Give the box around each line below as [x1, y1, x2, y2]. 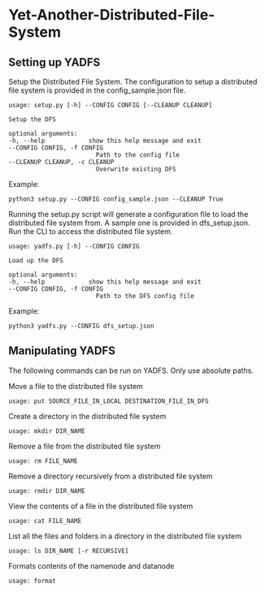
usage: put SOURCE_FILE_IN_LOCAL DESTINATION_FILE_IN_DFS [8, 396, 209, 405]
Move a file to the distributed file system [8, 381, 144, 391]
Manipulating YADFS [8, 344, 116, 358]
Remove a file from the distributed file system [8, 441, 161, 451]
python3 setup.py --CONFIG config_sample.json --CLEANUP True [8, 195, 224, 203]
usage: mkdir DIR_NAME [8, 426, 85, 435]
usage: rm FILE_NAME [8, 457, 79, 465]
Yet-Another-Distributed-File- [8, 6, 215, 24]
